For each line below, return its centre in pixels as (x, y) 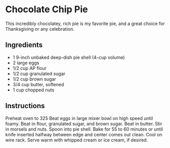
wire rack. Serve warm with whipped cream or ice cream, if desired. (77, 140)
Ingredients (24, 45)
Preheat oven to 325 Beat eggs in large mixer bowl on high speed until (79, 118)
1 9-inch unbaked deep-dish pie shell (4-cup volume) (69, 57)
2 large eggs (26, 63)
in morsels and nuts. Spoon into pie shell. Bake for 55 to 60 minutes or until (84, 129)
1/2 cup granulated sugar (39, 73)
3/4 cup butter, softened (38, 84)
